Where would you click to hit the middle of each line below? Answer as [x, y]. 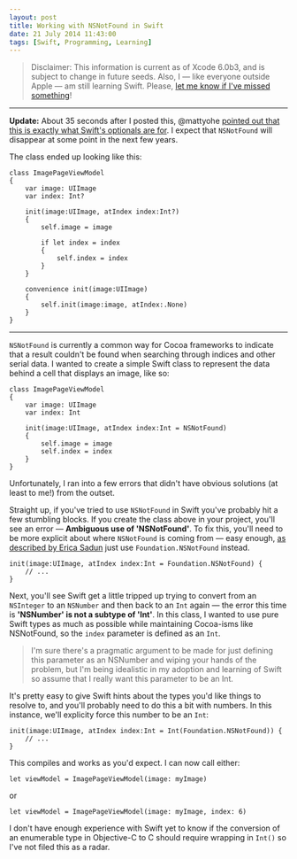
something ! [51, 96]
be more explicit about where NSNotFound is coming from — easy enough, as [148, 538]
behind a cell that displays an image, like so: [89, 374]
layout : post [33, 17]
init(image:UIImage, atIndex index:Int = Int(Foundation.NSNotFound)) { [146, 731]
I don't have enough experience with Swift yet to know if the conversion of [145, 828]
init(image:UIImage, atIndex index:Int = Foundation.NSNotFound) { [136, 564]
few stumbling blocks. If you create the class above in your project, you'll [142, 520]
